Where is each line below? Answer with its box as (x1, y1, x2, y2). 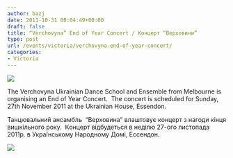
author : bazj (7, 10, 45, 17)
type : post (7, 36, 39, 43)
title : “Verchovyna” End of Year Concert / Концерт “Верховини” (7, 29, 198, 37)
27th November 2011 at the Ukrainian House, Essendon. (7, 102, 167, 110)
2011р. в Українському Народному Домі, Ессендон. (7, 130, 160, 139)
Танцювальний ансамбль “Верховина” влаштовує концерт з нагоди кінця (7, 115, 227, 123)
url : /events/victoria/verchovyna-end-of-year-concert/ (7, 42, 172, 49)
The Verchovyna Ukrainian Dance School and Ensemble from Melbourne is (7, 87, 221, 96)
